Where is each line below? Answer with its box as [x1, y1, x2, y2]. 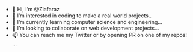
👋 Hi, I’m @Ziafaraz [11, 6, 60, 13]
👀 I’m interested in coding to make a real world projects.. [11, 12, 152, 19]
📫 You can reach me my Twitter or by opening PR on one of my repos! [11, 32, 188, 38]
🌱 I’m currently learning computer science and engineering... [11, 19, 162, 25]
